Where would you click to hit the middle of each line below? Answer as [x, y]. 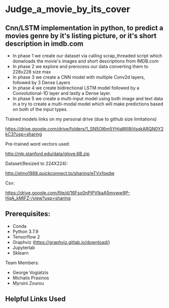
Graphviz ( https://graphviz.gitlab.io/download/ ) [61, 242]
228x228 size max [32, 72]
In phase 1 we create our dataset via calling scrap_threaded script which [87, 56]
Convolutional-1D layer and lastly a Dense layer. [62, 93]
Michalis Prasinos [31, 278]
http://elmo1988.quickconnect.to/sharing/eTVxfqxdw [60, 173]
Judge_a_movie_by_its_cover [68, 9]
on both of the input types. [40, 109]
